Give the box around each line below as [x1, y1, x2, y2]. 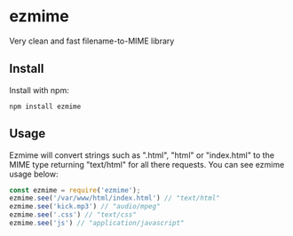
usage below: [9, 169, 59, 179]
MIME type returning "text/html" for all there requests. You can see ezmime [9, 159, 285, 169]
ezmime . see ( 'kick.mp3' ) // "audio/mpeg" [9, 202, 162, 211]
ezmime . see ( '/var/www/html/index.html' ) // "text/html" [9, 193, 220, 203]
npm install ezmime [9, 102, 82, 111]
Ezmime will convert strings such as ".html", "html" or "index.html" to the [9, 149, 275, 161]
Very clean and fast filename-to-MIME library [9, 35, 175, 46]
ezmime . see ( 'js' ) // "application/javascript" [9, 219, 185, 228]
